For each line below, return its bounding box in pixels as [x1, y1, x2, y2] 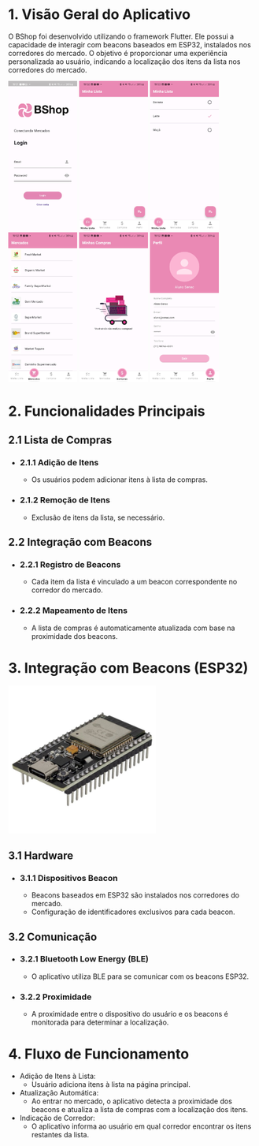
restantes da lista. [31, 1130, 89, 1140]
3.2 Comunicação [8, 930, 98, 943]
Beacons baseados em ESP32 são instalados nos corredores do [31, 890, 240, 900]
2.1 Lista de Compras [8, 433, 113, 446]
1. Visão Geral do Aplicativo [8, 6, 191, 24]
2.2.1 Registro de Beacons [19, 558, 121, 569]
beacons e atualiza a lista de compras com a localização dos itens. [31, 1105, 248, 1114]
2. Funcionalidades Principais [8, 402, 205, 420]
